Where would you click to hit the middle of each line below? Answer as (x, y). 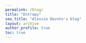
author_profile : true (28, 28)
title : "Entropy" (23, 14)
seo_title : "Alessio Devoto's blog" (43, 19)
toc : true (15, 33)
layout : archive (22, 23)
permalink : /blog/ (24, 10)
